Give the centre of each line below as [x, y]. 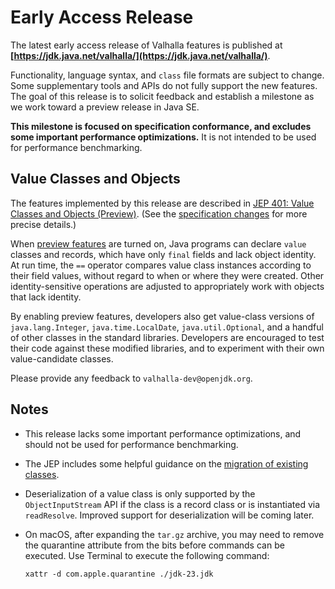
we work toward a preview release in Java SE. [105, 107]
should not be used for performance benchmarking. [131, 444]
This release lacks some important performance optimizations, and [163, 433]
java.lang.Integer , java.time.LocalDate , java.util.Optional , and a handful [167, 327]
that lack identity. [46, 297]
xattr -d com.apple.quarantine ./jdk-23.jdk [119, 574]
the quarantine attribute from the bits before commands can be [154, 545]
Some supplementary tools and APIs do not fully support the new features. [164, 85]
